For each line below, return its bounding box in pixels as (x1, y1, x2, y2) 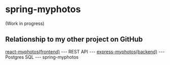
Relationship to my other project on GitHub (5, 35, 143, 44)
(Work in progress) (5, 20, 45, 26)
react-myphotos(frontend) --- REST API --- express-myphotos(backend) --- (5, 48, 165, 54)
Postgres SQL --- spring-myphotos (5, 54, 79, 60)
